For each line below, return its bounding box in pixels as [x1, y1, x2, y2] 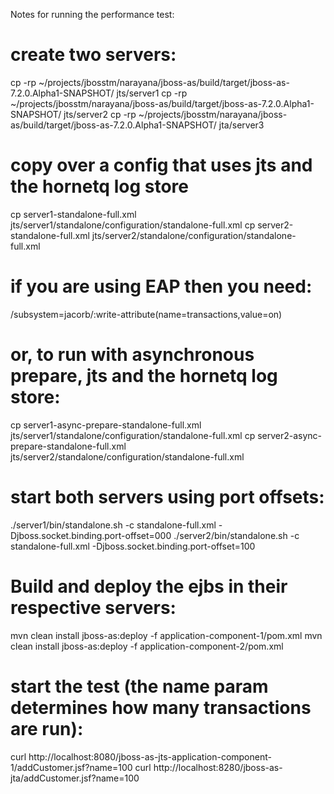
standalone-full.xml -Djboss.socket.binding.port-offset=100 [10, 540, 256, 552]
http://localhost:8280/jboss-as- [153, 761, 283, 773]
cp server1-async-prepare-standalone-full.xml [10, 419, 202, 431]
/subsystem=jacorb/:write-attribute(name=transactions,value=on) [10, 308, 283, 320]
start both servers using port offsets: [10, 485, 325, 508]
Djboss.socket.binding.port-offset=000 [10, 529, 172, 541]
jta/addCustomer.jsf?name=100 [10, 772, 140, 784]
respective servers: [10, 596, 177, 619]
